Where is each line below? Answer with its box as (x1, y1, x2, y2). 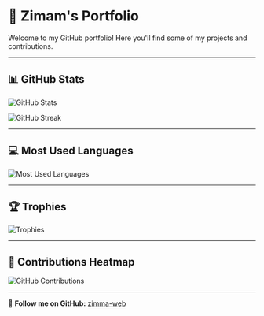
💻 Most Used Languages (8, 144, 134, 158)
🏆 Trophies (8, 200, 67, 214)
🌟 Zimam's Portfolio (8, 7, 139, 25)
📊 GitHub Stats (8, 72, 85, 86)
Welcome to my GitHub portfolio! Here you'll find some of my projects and (8, 33, 247, 43)
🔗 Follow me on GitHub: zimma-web (8, 299, 126, 308)
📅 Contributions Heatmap (8, 255, 135, 269)
